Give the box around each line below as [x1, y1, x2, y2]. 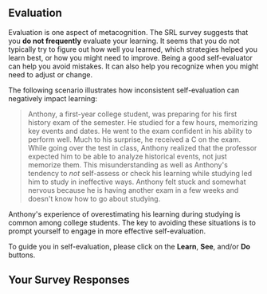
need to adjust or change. [8, 69, 93, 79]
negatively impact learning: [8, 93, 98, 103]
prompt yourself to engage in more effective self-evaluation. [8, 226, 206, 236]
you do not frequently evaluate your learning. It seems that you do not [8, 36, 241, 45]
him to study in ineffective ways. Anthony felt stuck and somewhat [27, 177, 246, 186]
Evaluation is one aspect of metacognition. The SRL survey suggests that [8, 27, 249, 37]
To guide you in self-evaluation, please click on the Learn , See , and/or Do [8, 241, 251, 251]
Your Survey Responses [8, 273, 130, 287]
